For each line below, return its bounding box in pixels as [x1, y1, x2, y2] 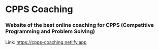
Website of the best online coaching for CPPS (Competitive [5, 22, 154, 29]
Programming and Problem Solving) [5, 28, 96, 35]
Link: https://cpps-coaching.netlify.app [5, 39, 87, 45]
